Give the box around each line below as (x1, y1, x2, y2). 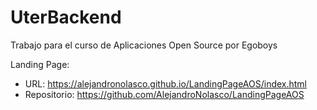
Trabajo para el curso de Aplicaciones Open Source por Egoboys (10, 39, 278, 51)
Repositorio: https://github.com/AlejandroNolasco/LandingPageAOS (24, 88, 305, 100)
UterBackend (10, 6, 122, 29)
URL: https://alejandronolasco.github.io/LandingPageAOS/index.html (24, 77, 308, 90)
